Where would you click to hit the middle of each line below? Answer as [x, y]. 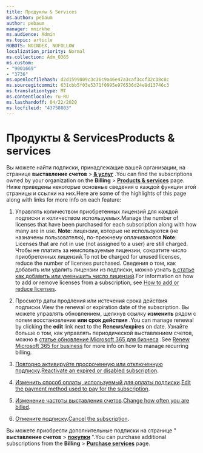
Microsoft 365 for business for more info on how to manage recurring [102, 346]
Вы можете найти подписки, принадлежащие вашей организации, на [96, 168]
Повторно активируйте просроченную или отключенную [89, 364]
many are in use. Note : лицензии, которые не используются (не [97, 231]
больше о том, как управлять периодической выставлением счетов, [104, 333]
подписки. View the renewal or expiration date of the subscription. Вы [102, 307]
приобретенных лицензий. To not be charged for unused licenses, [98, 257]
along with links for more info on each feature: [64, 200]
